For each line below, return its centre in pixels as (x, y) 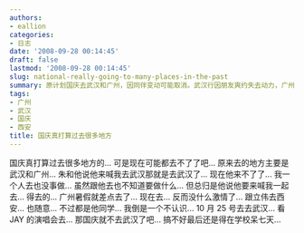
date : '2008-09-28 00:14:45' (64, 52)
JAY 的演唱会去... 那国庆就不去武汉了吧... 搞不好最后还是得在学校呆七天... (145, 219)
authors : (26, 18)
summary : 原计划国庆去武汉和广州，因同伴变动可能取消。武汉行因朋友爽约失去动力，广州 (152, 85)
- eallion (28, 26)
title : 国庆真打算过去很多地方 (61, 136)
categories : (32, 34)
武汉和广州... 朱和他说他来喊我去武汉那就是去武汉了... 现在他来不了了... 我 (146, 174)
